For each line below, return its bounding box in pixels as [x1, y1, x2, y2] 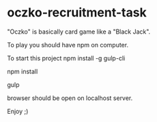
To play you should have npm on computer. [7, 40, 128, 49]
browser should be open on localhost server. [7, 94, 133, 102]
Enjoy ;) [7, 107, 29, 115]
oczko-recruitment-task [7, 5, 147, 21]
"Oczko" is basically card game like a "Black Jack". [7, 27, 151, 36]
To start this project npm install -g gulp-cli [7, 53, 126, 62]
